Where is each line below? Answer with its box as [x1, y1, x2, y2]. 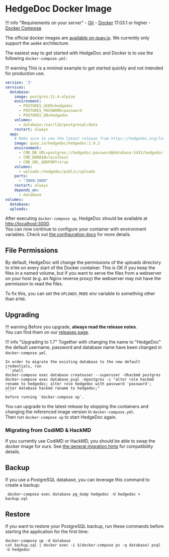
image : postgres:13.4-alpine [14, 94, 75, 99]
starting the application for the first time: [5, 528, 89, 534]
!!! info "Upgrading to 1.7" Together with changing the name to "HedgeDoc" [5, 339, 161, 345]
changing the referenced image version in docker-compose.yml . [5, 409, 135, 415]
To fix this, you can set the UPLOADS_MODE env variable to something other [5, 290, 155, 297]
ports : [14, 174, 28, 179]
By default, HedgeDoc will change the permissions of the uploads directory [5, 260, 161, 266]
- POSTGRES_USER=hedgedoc [18, 104, 73, 109]
